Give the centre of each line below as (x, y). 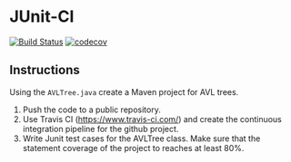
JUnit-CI (42, 17)
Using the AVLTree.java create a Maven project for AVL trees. (124, 91)
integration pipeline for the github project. (100, 129)
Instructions (45, 70)
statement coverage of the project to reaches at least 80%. (133, 148)
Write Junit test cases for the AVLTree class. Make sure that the (141, 138)
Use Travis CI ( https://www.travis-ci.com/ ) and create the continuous (152, 119)
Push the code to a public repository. (91, 110)
